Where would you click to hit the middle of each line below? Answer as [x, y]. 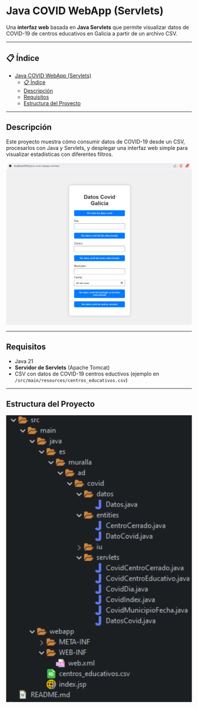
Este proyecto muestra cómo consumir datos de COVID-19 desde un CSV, [96, 141]
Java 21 [24, 361]
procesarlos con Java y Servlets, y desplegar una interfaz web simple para [97, 148]
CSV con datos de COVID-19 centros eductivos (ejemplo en [87, 374]
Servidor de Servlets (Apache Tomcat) [62, 367]
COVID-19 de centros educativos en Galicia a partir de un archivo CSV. [92, 33]
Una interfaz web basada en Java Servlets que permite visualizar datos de [98, 27]
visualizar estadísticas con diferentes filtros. [60, 154]
